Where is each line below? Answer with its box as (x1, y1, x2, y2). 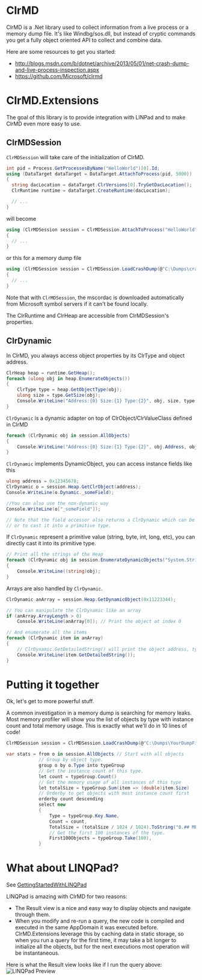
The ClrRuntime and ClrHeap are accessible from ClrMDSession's (6, 312, 170, 319)
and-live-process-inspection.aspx (14, 66, 99, 73)
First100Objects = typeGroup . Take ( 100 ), (49, 835, 152, 841)
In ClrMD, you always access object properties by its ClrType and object (6, 352, 185, 359)
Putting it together (6, 678, 99, 691)
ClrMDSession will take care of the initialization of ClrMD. (6, 153, 145, 160)
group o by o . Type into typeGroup (38, 762, 125, 769)
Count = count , (49, 818, 87, 824)
